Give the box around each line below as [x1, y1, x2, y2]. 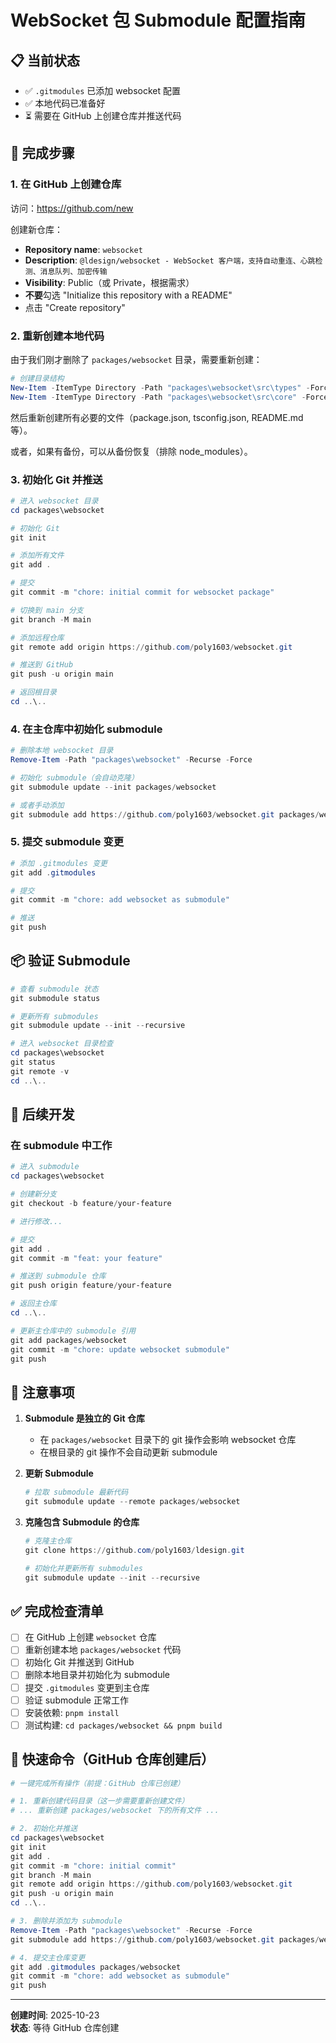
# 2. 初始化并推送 [10, 1824, 78, 1834]
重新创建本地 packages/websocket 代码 [24, 1644, 182, 1656]
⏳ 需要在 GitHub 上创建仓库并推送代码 [24, 110, 182, 121]
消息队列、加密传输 [39, 266, 108, 276]
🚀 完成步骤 [10, 145, 75, 162]
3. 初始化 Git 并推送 [10, 472, 103, 486]
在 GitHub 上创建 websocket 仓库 [24, 1631, 157, 1643]
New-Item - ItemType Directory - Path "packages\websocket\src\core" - [10, 392, 307, 402]
